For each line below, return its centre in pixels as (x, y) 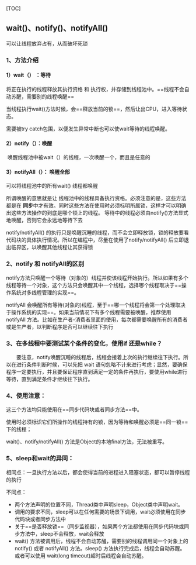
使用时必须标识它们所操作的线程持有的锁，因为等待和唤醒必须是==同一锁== (97, 422)
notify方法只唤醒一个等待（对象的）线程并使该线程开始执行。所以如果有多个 (97, 278)
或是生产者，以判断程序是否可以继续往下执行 (60, 326)
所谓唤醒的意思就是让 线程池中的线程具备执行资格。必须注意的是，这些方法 (96, 198)
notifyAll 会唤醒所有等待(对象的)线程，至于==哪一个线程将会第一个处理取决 (96, 305)
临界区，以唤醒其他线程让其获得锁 (52, 247)
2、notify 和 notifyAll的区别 (45, 264)
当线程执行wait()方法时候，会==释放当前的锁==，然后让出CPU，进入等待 (94, 109)
